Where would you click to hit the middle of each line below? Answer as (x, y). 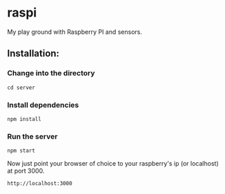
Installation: (33, 54)
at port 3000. (26, 171)
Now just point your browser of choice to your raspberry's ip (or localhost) (113, 164)
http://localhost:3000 (40, 184)
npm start (21, 151)
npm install (24, 119)
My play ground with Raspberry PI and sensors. (75, 32)
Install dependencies (43, 105)
